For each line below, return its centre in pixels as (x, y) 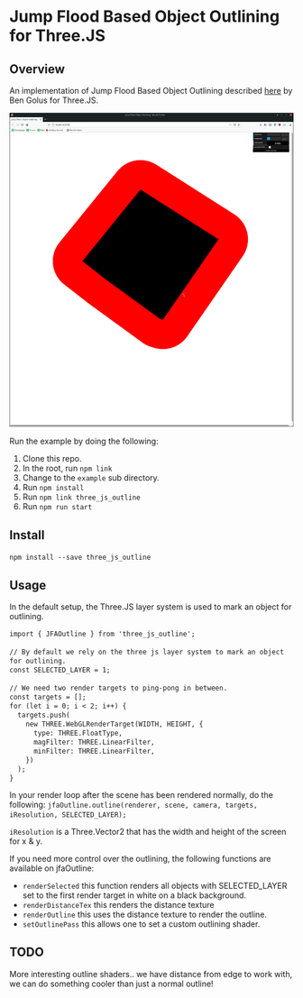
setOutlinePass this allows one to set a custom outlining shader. (141, 924)
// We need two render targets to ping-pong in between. (119, 688)
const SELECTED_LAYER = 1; (60, 670)
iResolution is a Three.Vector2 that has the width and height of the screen (148, 831)
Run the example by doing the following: (84, 441)
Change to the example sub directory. (91, 478)
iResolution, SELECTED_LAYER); (68, 815)
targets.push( (44, 715)
